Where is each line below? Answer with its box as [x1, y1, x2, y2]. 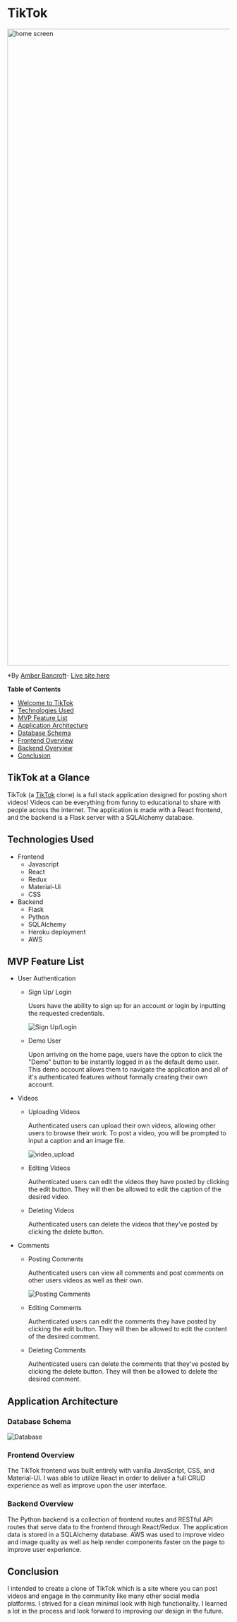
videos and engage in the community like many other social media [7, 1592, 200, 1600]
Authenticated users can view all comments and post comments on [28, 1268, 224, 1278]
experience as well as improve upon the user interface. [7, 1481, 167, 1490]
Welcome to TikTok [17, 698, 74, 707]
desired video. [28, 1193, 71, 1201]
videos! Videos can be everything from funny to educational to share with [7, 798, 221, 806]
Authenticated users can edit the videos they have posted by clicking [28, 1178, 229, 1186]
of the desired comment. [28, 1332, 100, 1341]
